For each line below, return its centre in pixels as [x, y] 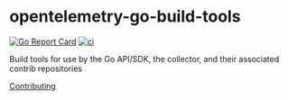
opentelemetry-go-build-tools [125, 17]
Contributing [33, 86]
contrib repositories [46, 68]
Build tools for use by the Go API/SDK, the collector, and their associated [144, 59]
